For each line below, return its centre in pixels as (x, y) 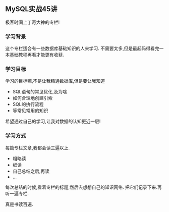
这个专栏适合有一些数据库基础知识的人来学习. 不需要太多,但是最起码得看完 (82, 48)
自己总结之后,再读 (31, 171)
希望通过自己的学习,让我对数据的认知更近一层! (53, 121)
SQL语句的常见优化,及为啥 (40, 92)
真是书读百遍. (19, 204)
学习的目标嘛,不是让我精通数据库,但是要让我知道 (55, 81)
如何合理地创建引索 (33, 98)
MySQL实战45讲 (31, 9)
